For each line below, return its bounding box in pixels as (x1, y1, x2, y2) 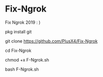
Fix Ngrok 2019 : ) (5, 19, 41, 25)
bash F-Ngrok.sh (5, 66, 39, 72)
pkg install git (5, 29, 32, 34)
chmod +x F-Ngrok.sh (5, 57, 50, 62)
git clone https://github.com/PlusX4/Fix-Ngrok (5, 38, 98, 44)
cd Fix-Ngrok (5, 47, 32, 53)
